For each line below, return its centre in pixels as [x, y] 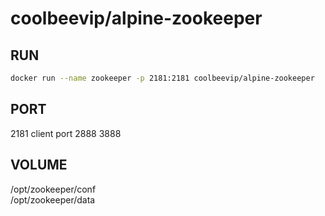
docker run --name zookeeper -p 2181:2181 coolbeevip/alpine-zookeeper [162, 78]
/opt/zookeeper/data [53, 199]
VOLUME [39, 165]
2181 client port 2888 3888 [66, 133]
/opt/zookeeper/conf [53, 189]
